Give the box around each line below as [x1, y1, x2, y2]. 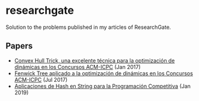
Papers [5, 41, 33, 51]
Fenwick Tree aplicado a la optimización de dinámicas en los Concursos [14, 70, 194, 77]
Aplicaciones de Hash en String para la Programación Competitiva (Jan [14, 82, 191, 90]
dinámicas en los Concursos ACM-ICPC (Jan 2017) [14, 63, 141, 70]
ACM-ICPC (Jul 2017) [14, 76, 68, 83]
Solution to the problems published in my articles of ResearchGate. [5, 23, 171, 31]
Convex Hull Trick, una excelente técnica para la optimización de [14, 57, 175, 64]
